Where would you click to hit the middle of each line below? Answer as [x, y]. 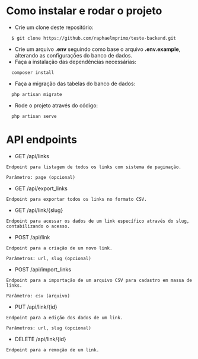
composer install [33, 72]
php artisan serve [34, 116]
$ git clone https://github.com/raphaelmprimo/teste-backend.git [94, 38]
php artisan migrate [37, 94]
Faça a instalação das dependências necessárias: [75, 62]
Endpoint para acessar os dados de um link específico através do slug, [98, 221]
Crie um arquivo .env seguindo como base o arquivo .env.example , [98, 49]
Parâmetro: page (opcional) [41, 177]
